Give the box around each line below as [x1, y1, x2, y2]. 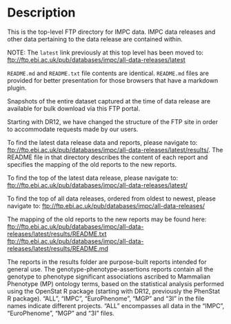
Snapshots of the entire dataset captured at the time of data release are [7, 97, 211, 105]
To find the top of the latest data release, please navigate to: [7, 174, 178, 182]
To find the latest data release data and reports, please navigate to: [7, 138, 198, 146]
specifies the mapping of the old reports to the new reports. [7, 160, 177, 168]
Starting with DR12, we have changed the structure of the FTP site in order [7, 117, 219, 125]
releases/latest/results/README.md [7, 244, 109, 252]
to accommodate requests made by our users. [7, 125, 139, 133]
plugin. [7, 83, 27, 92]
